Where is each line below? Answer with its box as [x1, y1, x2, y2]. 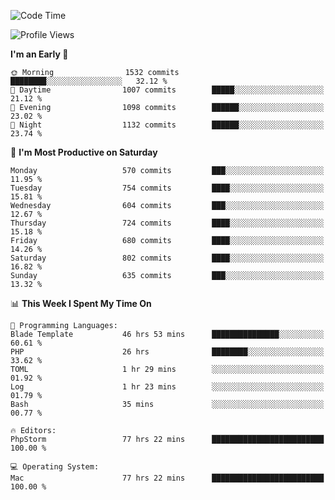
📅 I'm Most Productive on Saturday [10, 146, 158, 158]
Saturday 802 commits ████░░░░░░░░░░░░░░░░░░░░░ [10, 253, 325, 263]
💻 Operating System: [10, 462, 100, 472]
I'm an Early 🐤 [10, 48, 69, 60]
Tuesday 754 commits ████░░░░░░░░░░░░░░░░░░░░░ [10, 183, 325, 193]
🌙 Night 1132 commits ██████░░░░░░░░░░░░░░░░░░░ [10, 120, 325, 130]
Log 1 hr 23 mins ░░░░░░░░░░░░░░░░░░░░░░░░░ [10, 382, 325, 392]
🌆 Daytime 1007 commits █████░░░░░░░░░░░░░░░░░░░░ [10, 85, 325, 95]
